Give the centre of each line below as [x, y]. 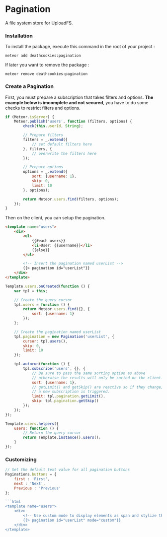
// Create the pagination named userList [57, 332]
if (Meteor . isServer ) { [30, 117]
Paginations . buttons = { [31, 474]
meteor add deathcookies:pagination [43, 56]
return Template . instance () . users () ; [62, 438]
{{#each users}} [48, 241]
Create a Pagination [29, 86]
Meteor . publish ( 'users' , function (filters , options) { [73, 122]
